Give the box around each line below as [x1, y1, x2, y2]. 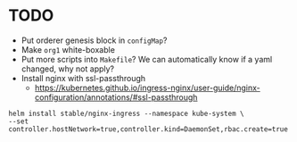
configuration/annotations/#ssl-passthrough [34, 91, 198, 103]
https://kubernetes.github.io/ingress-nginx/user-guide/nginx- [34, 82, 260, 93]
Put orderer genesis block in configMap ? [21, 35, 168, 46]
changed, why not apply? [21, 63, 115, 74]
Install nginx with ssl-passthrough [21, 72, 146, 83]
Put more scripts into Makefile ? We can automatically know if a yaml [21, 54, 273, 64]
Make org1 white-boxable [21, 44, 115, 54]
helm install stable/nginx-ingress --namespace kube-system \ [8, 109, 244, 118]
